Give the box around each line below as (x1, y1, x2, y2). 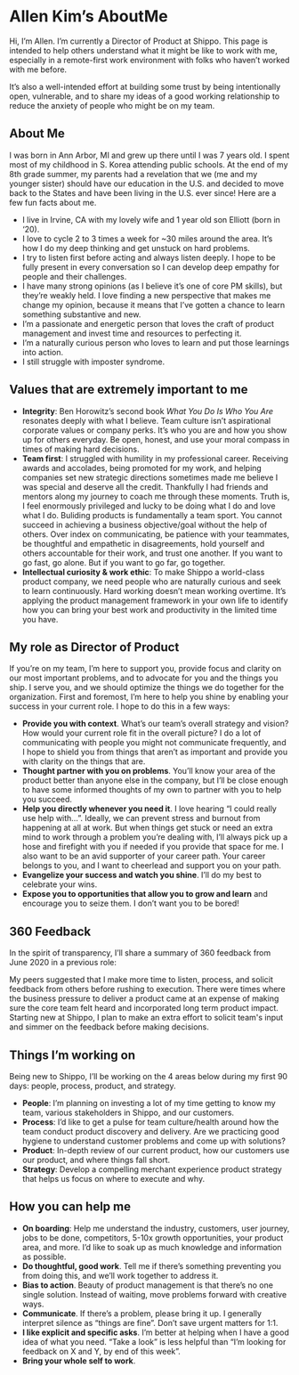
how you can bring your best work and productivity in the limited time (21, 604, 278, 615)
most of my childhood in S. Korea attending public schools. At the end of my (9, 159, 288, 170)
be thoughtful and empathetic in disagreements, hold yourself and (21, 538, 265, 549)
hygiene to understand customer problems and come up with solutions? (21, 1135, 287, 1146)
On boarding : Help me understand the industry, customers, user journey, (21, 1223, 290, 1233)
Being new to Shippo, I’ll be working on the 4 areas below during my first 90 (9, 1071, 287, 1081)
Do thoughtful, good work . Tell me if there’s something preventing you (21, 1260, 282, 1271)
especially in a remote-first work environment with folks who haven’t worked (9, 54, 290, 65)
